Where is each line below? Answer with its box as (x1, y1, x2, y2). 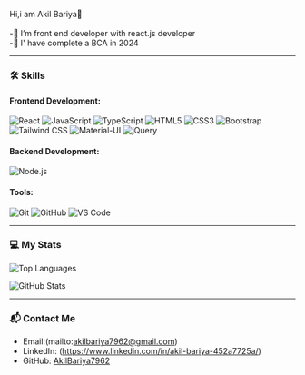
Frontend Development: (9, 95, 102, 106)
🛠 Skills (9, 69, 45, 82)
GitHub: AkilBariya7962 (22, 355, 111, 367)
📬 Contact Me (9, 311, 76, 324)
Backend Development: (9, 145, 100, 156)
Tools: (9, 186, 34, 197)
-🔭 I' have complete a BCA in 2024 (9, 37, 139, 48)
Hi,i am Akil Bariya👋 (9, 9, 83, 19)
